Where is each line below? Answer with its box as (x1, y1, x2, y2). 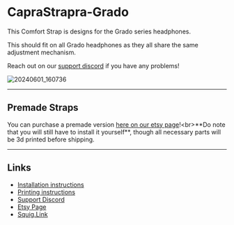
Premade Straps (7, 102, 79, 114)
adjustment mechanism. (7, 48, 77, 56)
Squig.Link (17, 210, 48, 218)
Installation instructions (17, 180, 85, 189)
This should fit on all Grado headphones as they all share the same (7, 40, 198, 49)
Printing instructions (17, 187, 75, 196)
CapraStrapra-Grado (7, 4, 129, 20)
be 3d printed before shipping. (7, 135, 95, 143)
